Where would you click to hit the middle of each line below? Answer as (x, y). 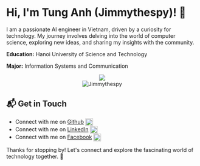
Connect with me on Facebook (53, 137)
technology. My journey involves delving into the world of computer (91, 35)
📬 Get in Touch (36, 104)
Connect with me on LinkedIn (52, 129)
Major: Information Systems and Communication (67, 66)
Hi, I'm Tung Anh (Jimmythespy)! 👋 (96, 13)
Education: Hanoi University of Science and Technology (77, 54)
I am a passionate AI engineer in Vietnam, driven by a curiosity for (89, 29)
